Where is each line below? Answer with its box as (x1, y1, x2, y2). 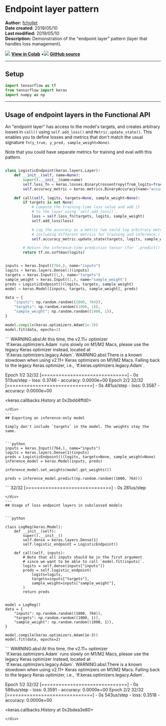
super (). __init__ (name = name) (23, 177, 83, 182)
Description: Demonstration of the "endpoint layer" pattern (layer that (5, 36, 147, 42)
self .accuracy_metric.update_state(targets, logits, (31, 236, 142, 242)
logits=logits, (31, 572, 63, 577)
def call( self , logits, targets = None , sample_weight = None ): (14, 195, 140, 201)
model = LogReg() (5, 602, 41, 607)
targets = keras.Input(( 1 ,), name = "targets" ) (5, 272, 100, 277)
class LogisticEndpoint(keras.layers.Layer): (5, 168, 100, 173)
